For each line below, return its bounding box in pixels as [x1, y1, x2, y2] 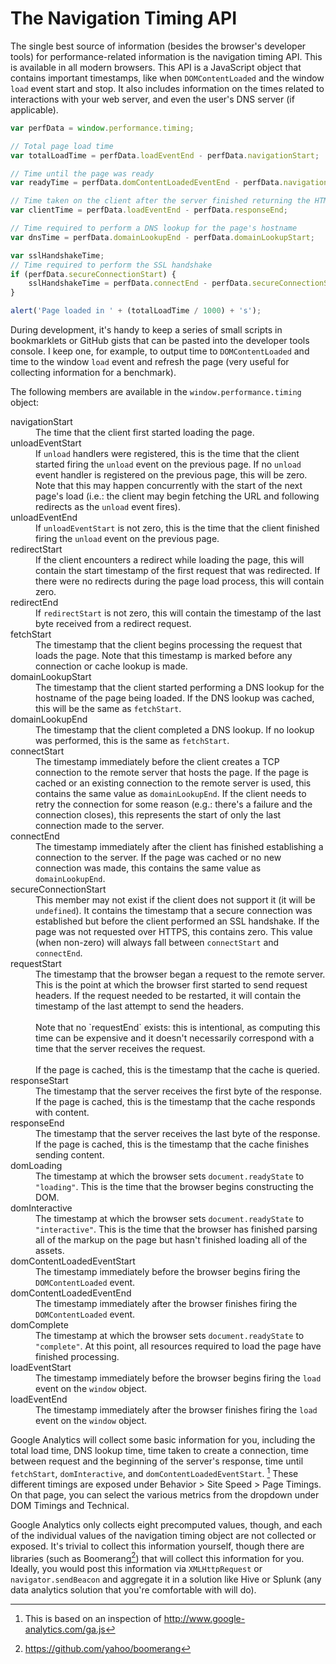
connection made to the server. [35, 820, 165, 832]
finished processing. [35, 1351, 120, 1363]
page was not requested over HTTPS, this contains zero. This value [35, 926, 313, 938]
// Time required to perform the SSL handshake [10, 260, 213, 270]
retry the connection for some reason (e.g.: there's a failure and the [35, 798, 313, 811]
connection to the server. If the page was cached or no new [35, 852, 282, 864]
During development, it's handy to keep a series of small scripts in [10, 324, 283, 336]
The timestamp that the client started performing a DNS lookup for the [35, 682, 325, 694]
